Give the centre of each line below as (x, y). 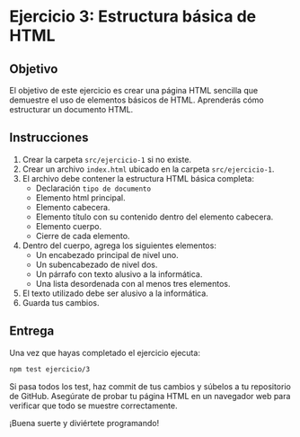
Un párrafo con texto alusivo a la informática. (119, 274)
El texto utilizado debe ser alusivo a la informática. (115, 293)
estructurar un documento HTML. (71, 109)
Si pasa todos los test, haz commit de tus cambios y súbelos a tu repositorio (150, 386)
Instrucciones (49, 138)
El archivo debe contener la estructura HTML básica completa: (138, 178)
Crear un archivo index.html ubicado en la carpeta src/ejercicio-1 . (148, 169)
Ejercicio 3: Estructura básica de (133, 17)
